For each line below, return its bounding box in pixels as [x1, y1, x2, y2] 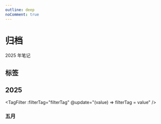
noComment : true [5, 12, 39, 17]
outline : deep [5, 7, 35, 12]
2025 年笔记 [5, 52, 31, 58]
